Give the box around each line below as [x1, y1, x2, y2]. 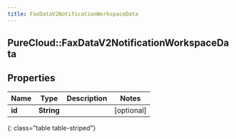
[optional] [113, 105, 148, 115]
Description [66, 93, 108, 103]
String [38, 105, 60, 115]
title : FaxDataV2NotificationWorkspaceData [7, 10, 139, 18]
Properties [7, 72, 56, 84]
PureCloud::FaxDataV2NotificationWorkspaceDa [7, 37, 230, 49]
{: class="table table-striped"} [7, 123, 96, 132]
